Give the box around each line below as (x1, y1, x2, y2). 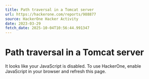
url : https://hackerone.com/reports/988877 (5, 12, 97, 17)
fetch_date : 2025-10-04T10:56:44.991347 (5, 26, 90, 31)
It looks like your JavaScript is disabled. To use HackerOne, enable (5, 63, 141, 69)
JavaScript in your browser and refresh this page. (5, 69, 106, 75)
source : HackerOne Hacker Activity (5, 16, 79, 21)
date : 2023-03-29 (5, 21, 41, 26)
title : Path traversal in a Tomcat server (5, 7, 94, 12)
